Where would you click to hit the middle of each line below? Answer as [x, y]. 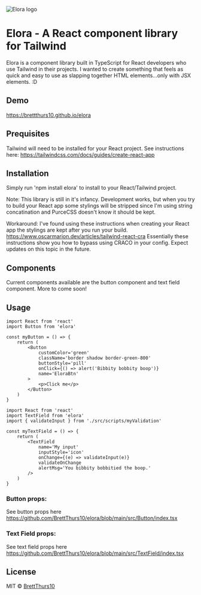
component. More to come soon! [47, 289]
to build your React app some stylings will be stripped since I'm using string [99, 206]
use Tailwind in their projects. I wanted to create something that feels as [95, 69]
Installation [28, 173]
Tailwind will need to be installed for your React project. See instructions [95, 148]
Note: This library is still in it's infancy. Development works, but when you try [100, 199]
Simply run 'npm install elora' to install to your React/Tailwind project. [92, 188]
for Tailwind [36, 46]
